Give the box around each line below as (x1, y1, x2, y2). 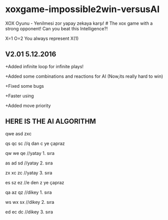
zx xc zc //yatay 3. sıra (5, 170, 53, 176)
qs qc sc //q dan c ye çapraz (5, 140, 65, 146)
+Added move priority (5, 102, 51, 108)
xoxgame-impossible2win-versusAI (5, 4, 160, 15)
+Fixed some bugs (5, 83, 44, 89)
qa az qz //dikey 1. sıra (5, 189, 52, 195)
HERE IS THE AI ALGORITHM (5, 117, 96, 126)
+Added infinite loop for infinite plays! (5, 63, 84, 69)
